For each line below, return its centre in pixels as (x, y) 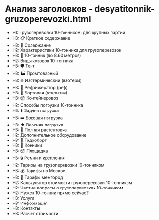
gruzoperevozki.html (48, 19)
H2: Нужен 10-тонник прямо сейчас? (50, 193)
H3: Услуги (23, 198)
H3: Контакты (26, 208)
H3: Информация (30, 203)
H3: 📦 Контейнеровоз (35, 98)
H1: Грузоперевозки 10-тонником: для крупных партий (68, 32)
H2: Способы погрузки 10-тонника (48, 105)
